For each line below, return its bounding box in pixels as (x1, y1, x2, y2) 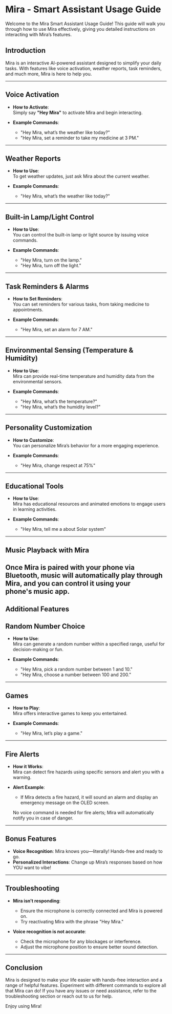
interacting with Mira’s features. (5, 31, 72, 37)
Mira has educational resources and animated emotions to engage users (12, 501, 166, 507)
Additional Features (5, 605, 70, 613)
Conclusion (5, 963, 43, 972)
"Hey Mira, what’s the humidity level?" (20, 403, 101, 410)
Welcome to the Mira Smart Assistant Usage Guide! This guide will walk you (5, 20, 165, 27)
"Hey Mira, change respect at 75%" (20, 462, 96, 468)
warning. (12, 774, 32, 781)
